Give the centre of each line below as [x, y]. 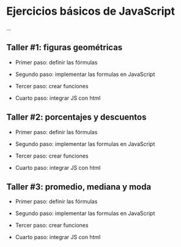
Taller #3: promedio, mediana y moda [79, 187]
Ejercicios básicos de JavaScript [91, 11]
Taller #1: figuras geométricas [65, 47]
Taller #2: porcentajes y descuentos [76, 117]
